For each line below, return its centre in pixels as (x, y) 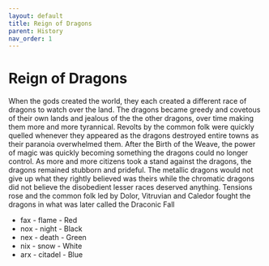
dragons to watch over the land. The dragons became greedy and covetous (134, 109)
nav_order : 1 (30, 39)
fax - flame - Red (49, 221)
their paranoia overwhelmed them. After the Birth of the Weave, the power (132, 144)
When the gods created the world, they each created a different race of (128, 101)
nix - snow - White (51, 246)
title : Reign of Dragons (50, 24)
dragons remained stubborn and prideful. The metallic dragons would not (131, 170)
